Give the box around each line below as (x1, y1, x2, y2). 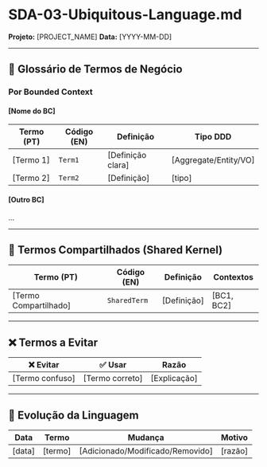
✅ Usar (99, 359, 127, 371)
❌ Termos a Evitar (8, 336, 99, 349)
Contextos (213, 272, 254, 283)
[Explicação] (150, 373, 199, 384)
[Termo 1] (12, 155, 50, 166)
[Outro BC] (8, 195, 45, 205)
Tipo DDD (194, 131, 232, 143)
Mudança (127, 432, 164, 443)
